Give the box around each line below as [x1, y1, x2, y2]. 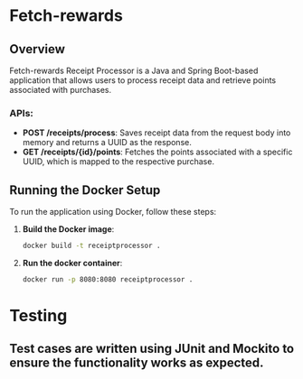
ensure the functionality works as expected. [9, 356, 264, 371]
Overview [9, 42, 66, 57]
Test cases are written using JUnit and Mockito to [9, 341, 295, 356]
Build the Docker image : [22, 224, 115, 235]
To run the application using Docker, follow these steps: [9, 207, 217, 217]
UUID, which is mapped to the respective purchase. [22, 156, 215, 167]
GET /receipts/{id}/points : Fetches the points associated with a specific [22, 146, 293, 158]
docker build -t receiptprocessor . [22, 241, 161, 251]
